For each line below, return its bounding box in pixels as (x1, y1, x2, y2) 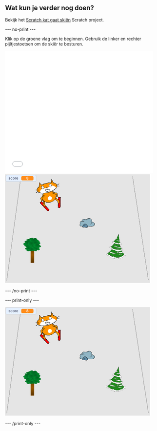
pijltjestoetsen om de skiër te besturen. (5, 41, 83, 47)
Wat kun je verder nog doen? (5, 4, 94, 12)
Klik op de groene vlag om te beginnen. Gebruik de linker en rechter (5, 36, 141, 41)
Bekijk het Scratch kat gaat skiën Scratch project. (5, 17, 104, 22)
